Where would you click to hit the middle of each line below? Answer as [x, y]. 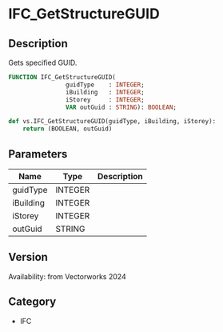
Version [28, 257]
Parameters [38, 154]
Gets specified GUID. [43, 62]
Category [32, 302]
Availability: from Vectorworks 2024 [67, 276]
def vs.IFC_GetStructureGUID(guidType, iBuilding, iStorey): [112, 122]
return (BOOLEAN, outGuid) [68, 129]
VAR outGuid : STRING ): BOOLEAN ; [121, 107]
